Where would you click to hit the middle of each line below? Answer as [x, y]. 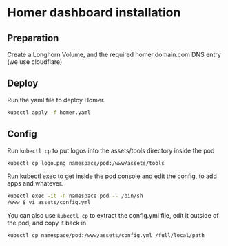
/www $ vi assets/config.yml [49, 203]
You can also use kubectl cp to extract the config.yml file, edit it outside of [113, 216]
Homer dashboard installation [94, 13]
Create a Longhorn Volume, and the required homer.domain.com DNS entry [114, 54]
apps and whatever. [35, 183]
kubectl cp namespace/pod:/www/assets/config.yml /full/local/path [106, 236]
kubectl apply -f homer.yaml [49, 112]
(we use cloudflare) [35, 62]
